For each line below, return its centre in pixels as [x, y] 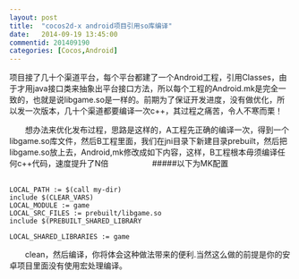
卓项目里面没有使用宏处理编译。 [68, 266]
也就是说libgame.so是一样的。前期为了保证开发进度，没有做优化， [155, 100]
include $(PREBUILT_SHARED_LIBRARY [76, 221]
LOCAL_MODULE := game [50, 206]
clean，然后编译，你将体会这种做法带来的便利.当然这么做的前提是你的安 [158, 255]
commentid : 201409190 [50, 42]
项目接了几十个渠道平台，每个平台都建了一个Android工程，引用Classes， [144, 78]
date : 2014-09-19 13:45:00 [64, 34]
